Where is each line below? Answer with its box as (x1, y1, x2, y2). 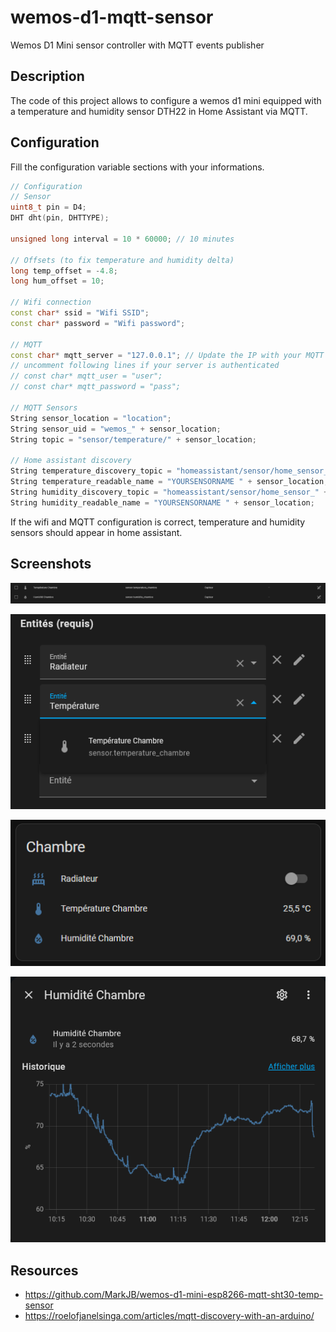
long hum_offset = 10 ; (10, 276, 105, 286)
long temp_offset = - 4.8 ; (10, 266, 118, 276)
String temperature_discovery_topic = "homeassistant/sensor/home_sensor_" (10, 466, 333, 476)
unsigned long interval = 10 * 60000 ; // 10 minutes (10, 234, 235, 244)
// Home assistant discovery (10, 456, 132, 466)
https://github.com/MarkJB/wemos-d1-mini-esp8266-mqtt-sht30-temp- (24, 1288, 324, 1300)
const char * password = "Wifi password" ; (10, 318, 186, 328)
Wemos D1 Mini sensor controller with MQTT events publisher (10, 39, 265, 51)
